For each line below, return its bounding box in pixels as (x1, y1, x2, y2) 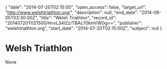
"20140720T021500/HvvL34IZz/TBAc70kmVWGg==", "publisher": (5, 20, 142, 26)
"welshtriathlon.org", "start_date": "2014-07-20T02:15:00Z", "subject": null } (5, 25, 162, 31)
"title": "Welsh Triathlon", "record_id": (39, 15, 117, 20)
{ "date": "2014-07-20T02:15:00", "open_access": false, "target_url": (5, 4, 147, 10)
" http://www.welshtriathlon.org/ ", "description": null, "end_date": (5, 9, 139, 15)
